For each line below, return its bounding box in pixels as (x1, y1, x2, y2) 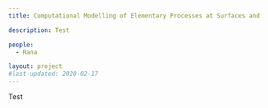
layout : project (8, 62, 63, 70)
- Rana (15, 48, 38, 56)
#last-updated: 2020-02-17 (8, 70, 99, 78)
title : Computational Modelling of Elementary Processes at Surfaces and (8, 11, 261, 20)
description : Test (8, 26, 70, 34)
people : (8, 41, 35, 49)
